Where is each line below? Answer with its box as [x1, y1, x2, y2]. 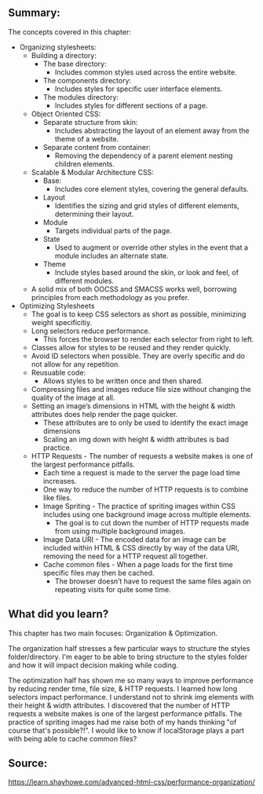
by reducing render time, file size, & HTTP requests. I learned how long [8, 683, 238, 693]
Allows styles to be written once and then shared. [42, 376, 203, 386]
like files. [42, 492, 72, 502]
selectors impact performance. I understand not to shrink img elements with [8, 692, 254, 701]
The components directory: [42, 75, 132, 85]
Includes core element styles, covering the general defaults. [54, 184, 249, 193]
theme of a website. [54, 134, 119, 144]
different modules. [54, 276, 115, 285]
